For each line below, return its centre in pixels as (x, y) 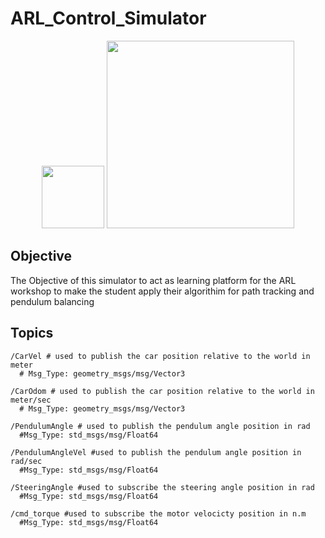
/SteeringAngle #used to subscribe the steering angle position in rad (162, 487)
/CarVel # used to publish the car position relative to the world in (160, 356)
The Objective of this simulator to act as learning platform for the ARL (153, 280)
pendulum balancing (52, 301)
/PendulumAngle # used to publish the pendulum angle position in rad (160, 426)
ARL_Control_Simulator (108, 18)
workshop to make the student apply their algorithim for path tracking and (162, 291)
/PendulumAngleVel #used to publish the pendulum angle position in (156, 452)
